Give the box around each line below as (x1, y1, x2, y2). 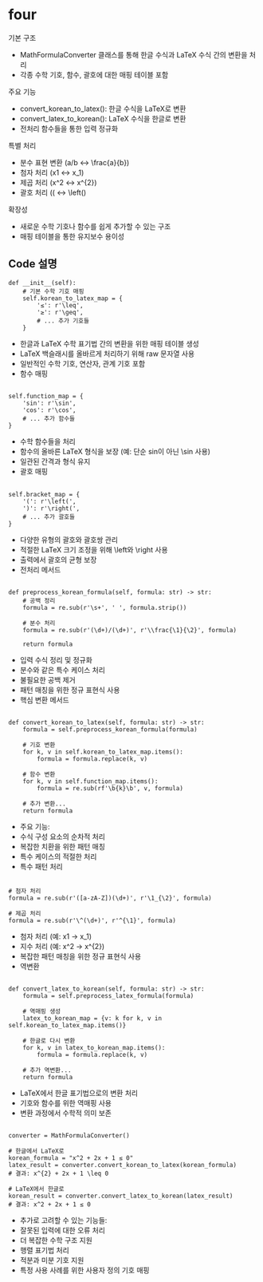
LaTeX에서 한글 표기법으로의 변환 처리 (19, 1088, 138, 1098)
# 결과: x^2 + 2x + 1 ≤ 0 (8, 1201, 92, 1209)
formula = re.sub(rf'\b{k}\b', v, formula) (37, 785, 183, 793)
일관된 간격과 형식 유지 (19, 457, 91, 466)
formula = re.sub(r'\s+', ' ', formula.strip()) (22, 603, 187, 611)
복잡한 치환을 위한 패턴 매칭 (19, 842, 106, 852)
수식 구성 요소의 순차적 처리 (19, 832, 106, 841)
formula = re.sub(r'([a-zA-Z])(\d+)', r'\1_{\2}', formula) (8, 894, 213, 902)
